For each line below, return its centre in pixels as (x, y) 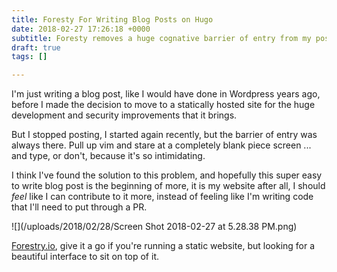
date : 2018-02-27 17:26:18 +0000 (81, 29)
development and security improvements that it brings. (124, 115)
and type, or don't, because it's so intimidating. (108, 156)
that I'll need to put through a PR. (79, 207)
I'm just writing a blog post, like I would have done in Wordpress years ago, (166, 94)
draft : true (36, 47)
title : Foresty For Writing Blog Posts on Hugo (112, 19)
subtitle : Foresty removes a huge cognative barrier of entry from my (161, 38)
